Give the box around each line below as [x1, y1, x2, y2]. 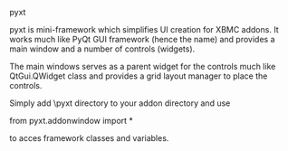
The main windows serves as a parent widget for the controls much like [9, 61, 276, 71]
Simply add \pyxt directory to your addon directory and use [9, 98, 231, 109]
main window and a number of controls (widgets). [9, 43, 196, 54]
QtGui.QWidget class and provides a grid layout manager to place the [9, 71, 268, 81]
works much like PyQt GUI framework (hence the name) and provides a [9, 34, 275, 44]
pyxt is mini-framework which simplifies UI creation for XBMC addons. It [9, 24, 279, 34]
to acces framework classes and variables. [9, 133, 169, 143]
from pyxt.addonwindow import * [9, 116, 134, 126]
